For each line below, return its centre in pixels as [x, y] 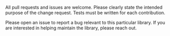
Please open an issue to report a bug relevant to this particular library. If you [85, 23]
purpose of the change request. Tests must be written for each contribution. [85, 13]
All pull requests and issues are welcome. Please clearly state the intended [84, 7]
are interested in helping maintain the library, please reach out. [71, 28]
